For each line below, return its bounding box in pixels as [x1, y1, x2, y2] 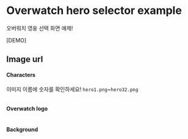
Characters [6, 71, 35, 78]
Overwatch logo [6, 105, 48, 112]
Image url [6, 54, 43, 64]
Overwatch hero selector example [6, 4, 182, 18]
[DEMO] [6, 36, 27, 44]
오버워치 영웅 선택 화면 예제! [6, 24, 73, 32]
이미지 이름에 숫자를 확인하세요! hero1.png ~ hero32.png [6, 86, 139, 93]
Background [6, 126, 38, 134]
